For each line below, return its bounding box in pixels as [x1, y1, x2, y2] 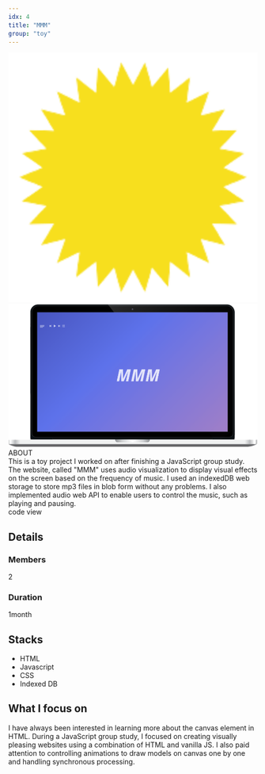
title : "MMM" [8, 21, 51, 29]
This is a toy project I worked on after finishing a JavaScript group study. [8, 457, 245, 466]
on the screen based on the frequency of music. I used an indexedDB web [8, 473, 251, 483]
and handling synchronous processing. [8, 757, 135, 766]
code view [8, 508, 42, 517]
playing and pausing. [8, 499, 77, 508]
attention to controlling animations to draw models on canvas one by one [8, 748, 246, 757]
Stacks [8, 633, 44, 646]
